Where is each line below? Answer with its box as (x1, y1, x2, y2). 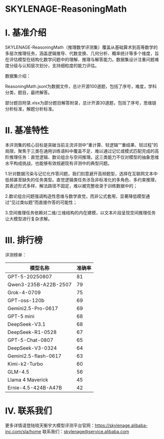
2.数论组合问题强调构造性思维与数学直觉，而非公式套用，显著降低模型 (5, 193, 146, 199)
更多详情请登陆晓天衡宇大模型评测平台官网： (5, 422, 95, 428)
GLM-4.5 (7, 369, 29, 375)
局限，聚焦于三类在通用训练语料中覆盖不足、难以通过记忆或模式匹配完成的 (5, 148, 155, 154)
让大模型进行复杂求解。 (5, 216, 52, 222)
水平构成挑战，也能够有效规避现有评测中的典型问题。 (5, 160, 112, 167)
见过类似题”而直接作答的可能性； (11, 199, 78, 206)
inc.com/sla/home (5, 428, 41, 434)
